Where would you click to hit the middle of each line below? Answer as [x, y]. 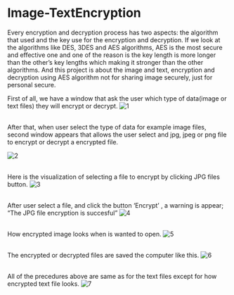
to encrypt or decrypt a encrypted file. [63, 142]
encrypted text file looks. [43, 284]
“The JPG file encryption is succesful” [63, 213]
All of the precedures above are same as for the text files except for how [112, 276]
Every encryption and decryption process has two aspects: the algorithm [113, 32]
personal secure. [32, 84]
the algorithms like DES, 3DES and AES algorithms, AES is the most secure [115, 47]
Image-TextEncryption [74, 13]
